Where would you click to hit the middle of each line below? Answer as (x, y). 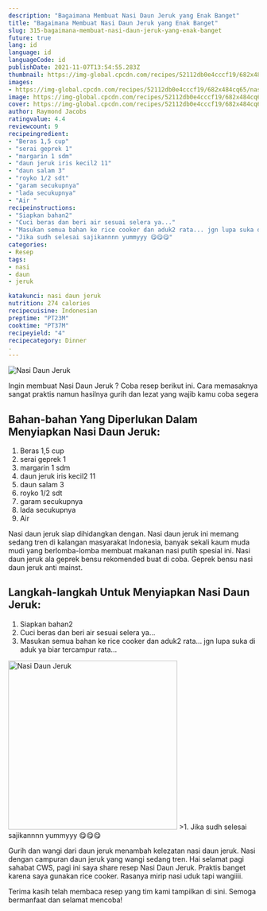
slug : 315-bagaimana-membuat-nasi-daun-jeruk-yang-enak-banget (115, 30)
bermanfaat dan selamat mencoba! (66, 900)
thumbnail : (26, 75)
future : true (30, 38)
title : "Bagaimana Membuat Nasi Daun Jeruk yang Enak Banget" (113, 23)
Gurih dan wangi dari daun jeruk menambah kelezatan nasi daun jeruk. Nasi (132, 851)
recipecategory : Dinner (48, 340)
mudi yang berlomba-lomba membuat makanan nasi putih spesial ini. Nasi (129, 550)
